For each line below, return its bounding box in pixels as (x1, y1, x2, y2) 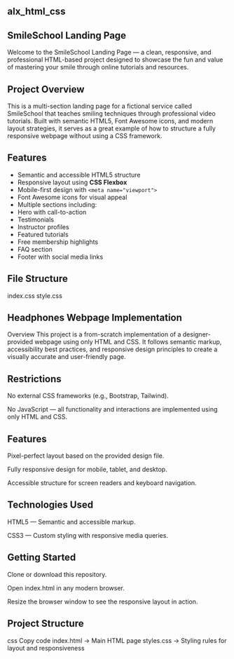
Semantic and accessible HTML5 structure (17, 170, 141, 179)
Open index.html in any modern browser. (7, 583, 125, 592)
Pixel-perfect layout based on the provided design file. (7, 451, 165, 460)
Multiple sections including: (17, 200, 97, 209)
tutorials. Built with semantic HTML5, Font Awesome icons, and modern (7, 117, 214, 125)
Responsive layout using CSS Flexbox (17, 178, 128, 186)
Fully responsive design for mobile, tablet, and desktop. (7, 466, 167, 474)
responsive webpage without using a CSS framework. (7, 132, 163, 140)
